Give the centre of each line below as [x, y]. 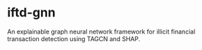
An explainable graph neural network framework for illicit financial [101, 32]
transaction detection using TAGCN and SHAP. [74, 38]
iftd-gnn [31, 13]
